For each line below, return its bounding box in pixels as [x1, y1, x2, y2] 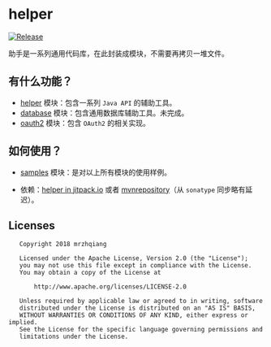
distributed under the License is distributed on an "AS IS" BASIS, [19, 304, 256, 313]
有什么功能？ [8, 75, 73, 89]
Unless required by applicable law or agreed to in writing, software [19, 297, 264, 306]
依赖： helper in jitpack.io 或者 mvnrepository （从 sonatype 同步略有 [19, 184, 246, 194]
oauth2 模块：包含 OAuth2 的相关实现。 [19, 118, 150, 128]
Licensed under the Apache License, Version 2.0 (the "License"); [19, 254, 249, 262]
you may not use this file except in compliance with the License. [19, 262, 252, 270]
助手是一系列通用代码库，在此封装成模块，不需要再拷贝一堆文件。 [8, 48, 229, 58]
